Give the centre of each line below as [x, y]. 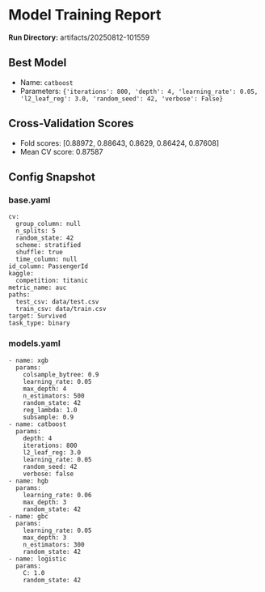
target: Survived [38, 316]
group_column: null [48, 224]
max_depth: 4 [45, 389]
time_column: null [47, 260]
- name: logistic [38, 559]
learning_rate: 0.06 [57, 495]
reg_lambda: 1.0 [50, 410]
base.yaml [29, 200]
